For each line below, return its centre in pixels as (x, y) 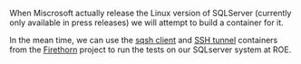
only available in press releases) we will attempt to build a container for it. (146, 23)
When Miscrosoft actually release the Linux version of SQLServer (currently (150, 13)
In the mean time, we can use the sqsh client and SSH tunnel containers (144, 40)
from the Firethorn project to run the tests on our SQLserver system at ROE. (150, 50)
